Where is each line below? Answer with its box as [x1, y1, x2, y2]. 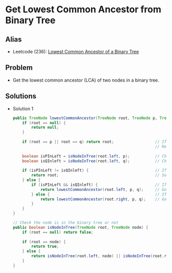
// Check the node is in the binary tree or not [12, 220, 119, 225]
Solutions [5, 92, 37, 101]
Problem [5, 63, 33, 72]
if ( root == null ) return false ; [22, 229, 94, 235]
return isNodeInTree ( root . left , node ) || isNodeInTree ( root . [31, 254, 165, 259]
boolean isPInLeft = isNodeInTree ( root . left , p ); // [22, 153, 160, 159]
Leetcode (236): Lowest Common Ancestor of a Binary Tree [12, 49, 139, 54]
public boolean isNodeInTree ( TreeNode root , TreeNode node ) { [12, 225, 148, 230]
